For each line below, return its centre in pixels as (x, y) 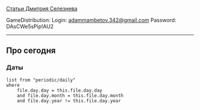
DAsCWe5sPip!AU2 (30, 26)
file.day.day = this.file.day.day (60, 90)
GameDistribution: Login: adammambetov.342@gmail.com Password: (91, 20)
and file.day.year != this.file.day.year (69, 100)
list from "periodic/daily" (41, 80)
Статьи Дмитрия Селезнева (42, 9)
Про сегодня (31, 51)
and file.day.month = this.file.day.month (70, 95)
